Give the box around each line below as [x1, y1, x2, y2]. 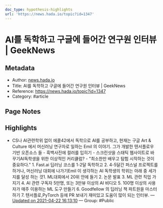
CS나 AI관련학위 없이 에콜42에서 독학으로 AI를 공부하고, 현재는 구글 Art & [12, 137, 151, 143]
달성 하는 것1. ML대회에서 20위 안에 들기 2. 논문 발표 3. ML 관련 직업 [21, 173, 151, 180]
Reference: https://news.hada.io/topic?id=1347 [12, 88, 106, 94]
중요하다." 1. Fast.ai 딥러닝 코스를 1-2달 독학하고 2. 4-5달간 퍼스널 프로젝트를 [12, 161, 158, 168]
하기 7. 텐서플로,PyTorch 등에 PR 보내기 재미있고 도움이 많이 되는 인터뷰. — [12, 192, 155, 198]
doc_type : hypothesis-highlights [5, 7, 73, 12]
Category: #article [12, 93, 49, 99]
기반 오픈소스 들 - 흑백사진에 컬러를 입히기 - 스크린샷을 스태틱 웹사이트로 [12, 149, 149, 156]
